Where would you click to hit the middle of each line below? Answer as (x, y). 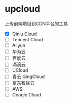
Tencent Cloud (27, 40)
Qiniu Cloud (24, 34)
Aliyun (19, 45)
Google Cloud (26, 94)
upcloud (23, 9)
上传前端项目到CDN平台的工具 (36, 23)
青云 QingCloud (28, 76)
